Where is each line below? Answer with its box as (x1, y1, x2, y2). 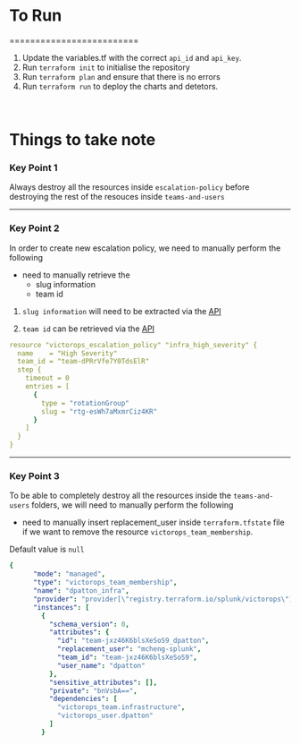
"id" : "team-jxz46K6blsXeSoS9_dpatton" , (56, 637, 210, 646)
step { (17, 365, 42, 374)
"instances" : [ (32, 603, 90, 612)
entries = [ (25, 382, 70, 391)
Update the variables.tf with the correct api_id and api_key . (21, 52, 242, 63)
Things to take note (9, 130, 156, 150)
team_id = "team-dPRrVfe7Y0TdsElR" (17, 357, 150, 366)
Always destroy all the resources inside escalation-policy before (9, 182, 250, 193)
